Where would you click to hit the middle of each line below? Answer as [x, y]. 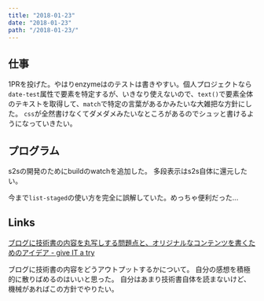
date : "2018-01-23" [40, 23]
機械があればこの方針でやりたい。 [63, 288]
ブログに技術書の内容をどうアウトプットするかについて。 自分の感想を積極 [130, 269]
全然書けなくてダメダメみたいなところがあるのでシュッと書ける [144, 114]
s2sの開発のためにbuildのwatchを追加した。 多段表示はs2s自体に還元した [128, 171]
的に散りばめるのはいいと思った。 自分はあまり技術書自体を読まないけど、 [130, 279]
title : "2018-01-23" [42, 15]
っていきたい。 [53, 123]
